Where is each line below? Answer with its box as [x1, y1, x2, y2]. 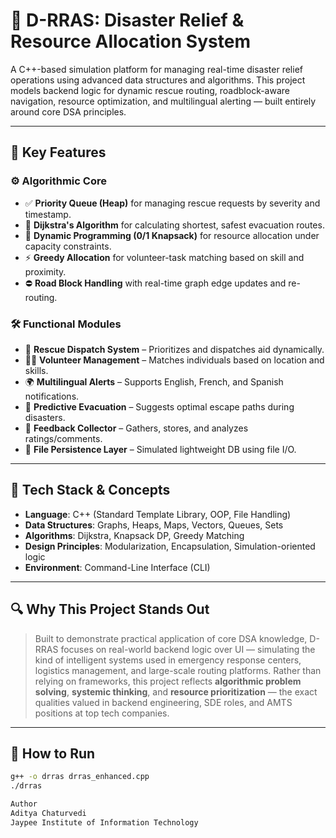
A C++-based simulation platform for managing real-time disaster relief [10, 63, 303, 75]
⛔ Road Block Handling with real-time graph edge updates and [24, 277, 287, 289]
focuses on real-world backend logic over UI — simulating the [60, 643, 316, 655]
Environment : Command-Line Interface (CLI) [24, 561, 211, 573]
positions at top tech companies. [34, 707, 170, 719]
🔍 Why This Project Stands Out [10, 601, 210, 618]
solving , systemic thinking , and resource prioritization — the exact [34, 685, 318, 698]
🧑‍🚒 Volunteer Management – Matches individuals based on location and [24, 354, 325, 366]
